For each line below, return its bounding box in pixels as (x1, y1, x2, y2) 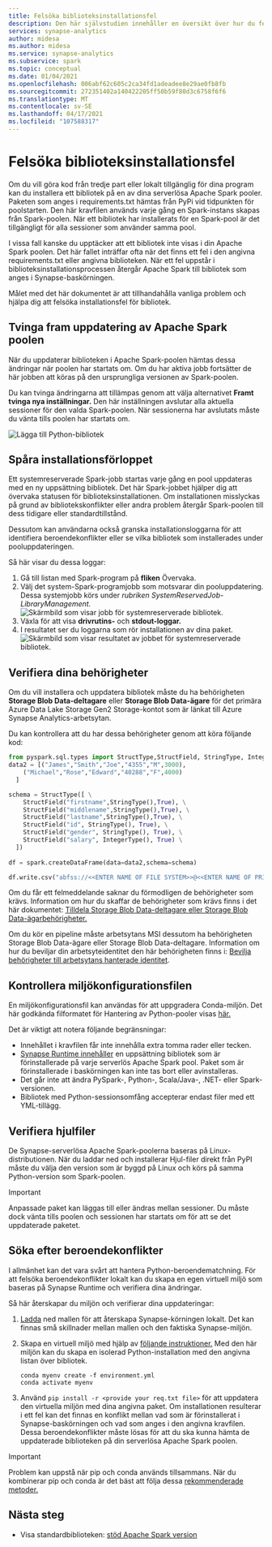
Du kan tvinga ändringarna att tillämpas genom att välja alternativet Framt (8, 387, 254, 398)
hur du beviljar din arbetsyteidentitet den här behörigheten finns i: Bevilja (8, 946, 252, 956)
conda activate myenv (19, 1378, 93, 1386)
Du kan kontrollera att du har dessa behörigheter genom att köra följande (8, 729, 252, 739)
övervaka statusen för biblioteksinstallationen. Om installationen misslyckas (8, 492, 261, 502)
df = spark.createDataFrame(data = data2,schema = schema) (8, 858, 198, 867)
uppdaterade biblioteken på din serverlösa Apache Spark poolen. (19, 1436, 238, 1446)
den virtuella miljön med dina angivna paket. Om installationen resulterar (19, 1401, 261, 1411)
